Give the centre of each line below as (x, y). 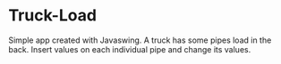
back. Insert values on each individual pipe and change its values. (130, 49)
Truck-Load (53, 16)
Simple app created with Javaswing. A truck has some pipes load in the (140, 40)
